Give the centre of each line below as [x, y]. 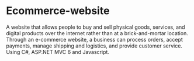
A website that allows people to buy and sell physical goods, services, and [96, 27]
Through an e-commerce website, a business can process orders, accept [94, 39]
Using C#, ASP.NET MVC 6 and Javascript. [58, 52]
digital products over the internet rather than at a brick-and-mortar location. [97, 33]
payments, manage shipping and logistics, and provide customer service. [94, 46]
